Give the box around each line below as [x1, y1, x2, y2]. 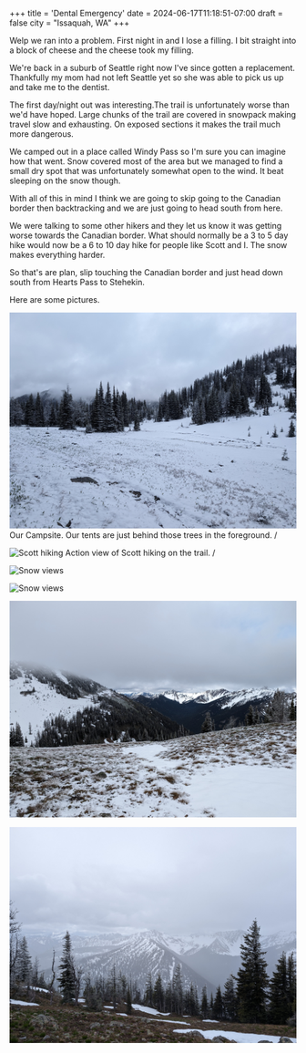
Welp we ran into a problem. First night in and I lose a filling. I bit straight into [9, 36, 297, 46]
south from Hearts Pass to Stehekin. [9, 277, 146, 287]
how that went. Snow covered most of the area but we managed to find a [9, 156, 283, 167]
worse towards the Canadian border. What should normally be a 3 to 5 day [9, 230, 289, 241]
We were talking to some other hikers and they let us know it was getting [9, 221, 282, 231]
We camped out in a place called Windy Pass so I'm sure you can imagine [9, 146, 287, 157]
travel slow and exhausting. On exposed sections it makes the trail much [9, 119, 280, 129]
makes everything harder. [9, 250, 106, 260]
